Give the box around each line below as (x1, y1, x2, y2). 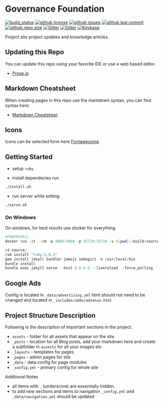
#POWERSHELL (5, 234, 29, 240)
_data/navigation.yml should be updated (12, 393, 95, 399)
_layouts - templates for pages (12, 349, 74, 355)
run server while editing (12, 193, 60, 199)
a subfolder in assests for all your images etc (12, 343, 102, 350)
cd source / (5, 247, 27, 253)
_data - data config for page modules (12, 359, 87, 365)
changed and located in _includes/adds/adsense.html (5, 297, 113, 303)
